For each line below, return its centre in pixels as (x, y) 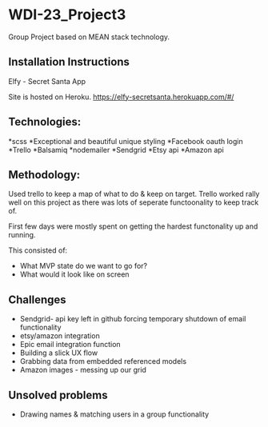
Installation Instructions (69, 62)
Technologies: (45, 122)
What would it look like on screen (74, 274)
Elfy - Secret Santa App (47, 81)
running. (22, 235)
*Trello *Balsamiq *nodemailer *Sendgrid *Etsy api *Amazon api (116, 150)
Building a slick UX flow (59, 353)
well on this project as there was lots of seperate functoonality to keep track (134, 202)
